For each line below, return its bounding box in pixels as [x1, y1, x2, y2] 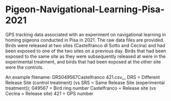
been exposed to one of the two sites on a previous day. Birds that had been [5, 48, 166, 54]
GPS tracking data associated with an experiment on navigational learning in [5, 31, 166, 37]
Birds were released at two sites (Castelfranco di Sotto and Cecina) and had [5, 42, 165, 48]
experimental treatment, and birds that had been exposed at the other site [5, 58, 161, 65]
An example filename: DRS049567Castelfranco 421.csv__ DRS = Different [5, 74, 160, 80]
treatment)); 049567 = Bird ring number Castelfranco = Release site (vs [5, 85, 156, 91]
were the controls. [5, 64, 44, 70]
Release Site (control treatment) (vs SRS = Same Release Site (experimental [5, 79, 165, 86]
